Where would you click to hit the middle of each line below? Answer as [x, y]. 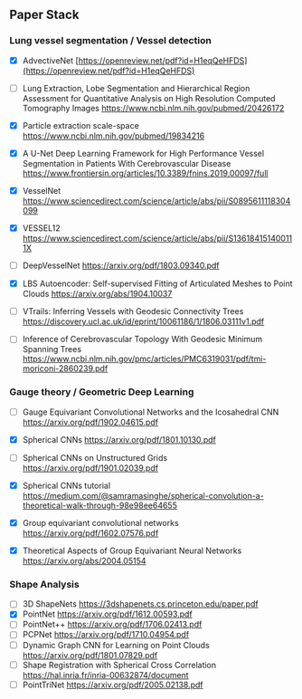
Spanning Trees [52, 349]
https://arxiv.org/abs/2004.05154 [84, 560]
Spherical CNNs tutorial [66, 485]
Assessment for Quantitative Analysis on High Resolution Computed [149, 98]
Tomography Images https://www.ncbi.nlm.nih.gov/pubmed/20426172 [153, 108]
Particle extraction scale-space [81, 125]
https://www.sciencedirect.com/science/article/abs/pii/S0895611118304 [156, 201]
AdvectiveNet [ [50, 60]
